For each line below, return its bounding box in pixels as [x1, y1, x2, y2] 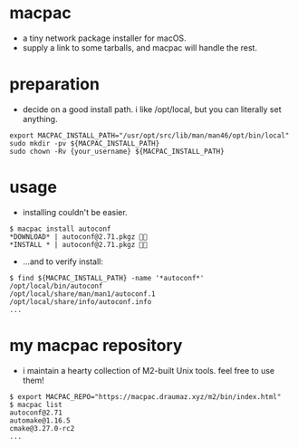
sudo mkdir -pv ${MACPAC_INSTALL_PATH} [9, 138, 160, 147]
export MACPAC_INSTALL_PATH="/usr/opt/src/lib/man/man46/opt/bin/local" [9, 130, 290, 140]
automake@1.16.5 [9, 415, 71, 425]
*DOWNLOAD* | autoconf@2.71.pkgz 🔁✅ [9, 232, 148, 242]
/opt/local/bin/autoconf [9, 281, 103, 290]
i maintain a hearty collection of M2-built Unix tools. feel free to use [22, 365, 274, 376]
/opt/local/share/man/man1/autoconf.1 [9, 289, 156, 299]
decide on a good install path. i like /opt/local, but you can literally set [22, 103, 282, 115]
